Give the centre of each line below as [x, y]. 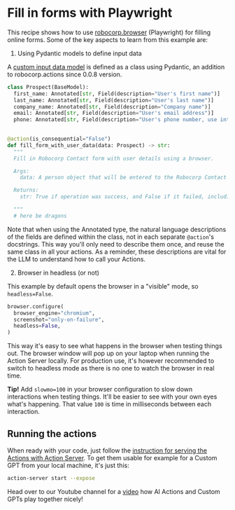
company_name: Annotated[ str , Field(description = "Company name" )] [112, 106]
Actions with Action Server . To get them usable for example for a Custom [112, 458]
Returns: [26, 191]
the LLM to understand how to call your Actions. [76, 259]
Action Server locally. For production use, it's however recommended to [111, 361]
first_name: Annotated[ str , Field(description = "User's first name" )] [117, 94]
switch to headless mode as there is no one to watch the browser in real [111, 368]
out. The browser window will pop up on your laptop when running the [108, 353]
